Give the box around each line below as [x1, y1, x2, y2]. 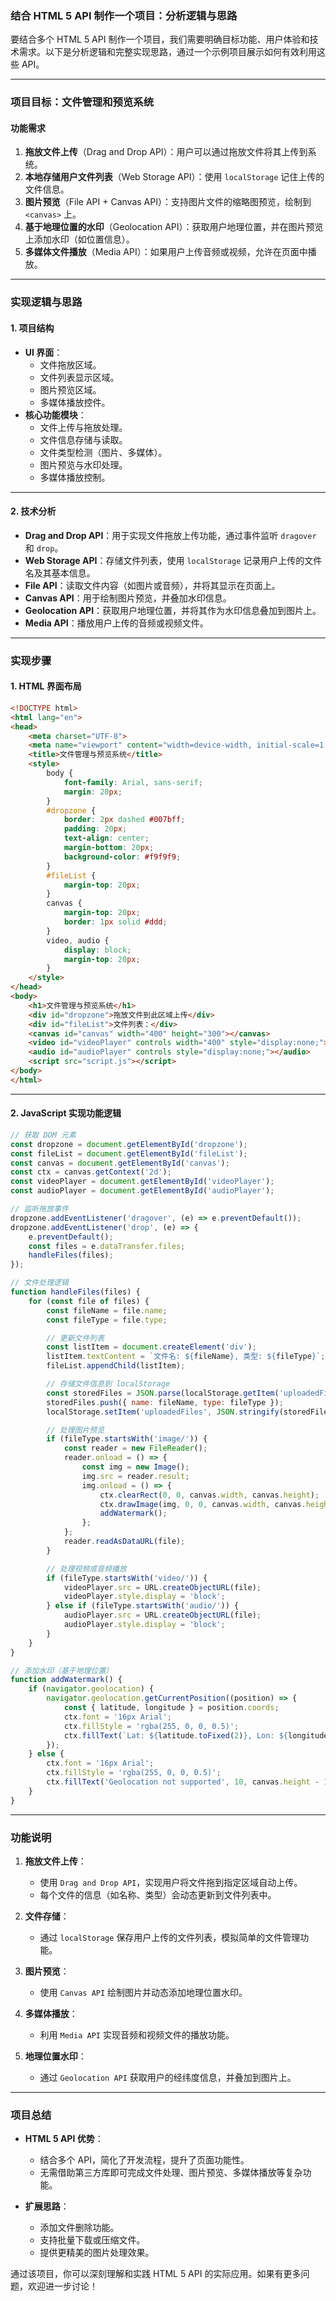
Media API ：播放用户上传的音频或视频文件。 [24, 617, 209, 629]
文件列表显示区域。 [39, 371, 120, 383]
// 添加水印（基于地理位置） [10, 1665, 114, 1676]
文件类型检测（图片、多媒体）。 [39, 446, 168, 458]
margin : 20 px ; [63, 787, 123, 797]
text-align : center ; [63, 833, 150, 844]
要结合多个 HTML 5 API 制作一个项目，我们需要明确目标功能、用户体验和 [10, 33, 310, 46]
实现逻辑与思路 [10, 295, 83, 309]
